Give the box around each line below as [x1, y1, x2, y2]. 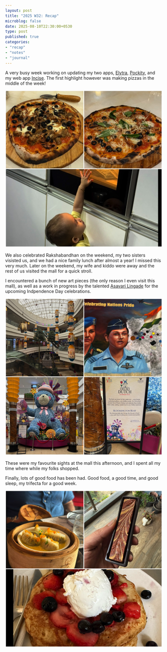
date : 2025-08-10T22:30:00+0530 [5, 24, 72, 29]
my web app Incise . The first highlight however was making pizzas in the [5, 75, 155, 81]
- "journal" [5, 55, 30, 60]
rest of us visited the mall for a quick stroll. [5, 268, 93, 274]
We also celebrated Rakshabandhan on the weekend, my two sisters [5, 252, 146, 258]
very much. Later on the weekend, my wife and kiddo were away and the [5, 262, 155, 268]
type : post [5, 29, 28, 34]
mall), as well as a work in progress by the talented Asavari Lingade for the [5, 283, 159, 289]
